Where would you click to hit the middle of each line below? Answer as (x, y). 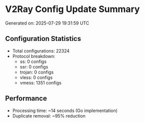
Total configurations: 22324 (41, 50)
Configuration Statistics (43, 39)
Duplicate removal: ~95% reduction (49, 115)
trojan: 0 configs (37, 72)
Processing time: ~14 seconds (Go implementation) (65, 110)
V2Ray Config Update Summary (72, 9)
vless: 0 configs (36, 77)
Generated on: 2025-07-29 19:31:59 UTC (47, 23)
